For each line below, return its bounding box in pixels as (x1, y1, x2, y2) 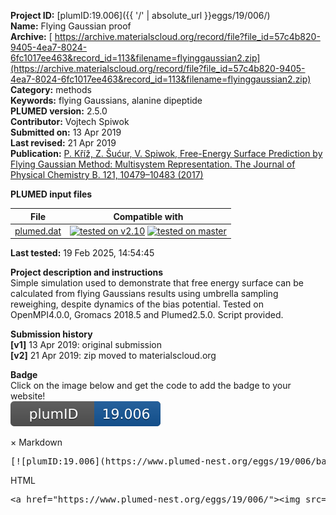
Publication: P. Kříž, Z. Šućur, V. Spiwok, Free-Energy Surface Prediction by (10, 148, 323, 159)
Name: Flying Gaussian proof (10, 20, 132, 32)
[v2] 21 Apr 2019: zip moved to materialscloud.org (10, 350, 217, 362)
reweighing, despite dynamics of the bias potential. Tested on (10, 298, 264, 310)
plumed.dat (14, 225, 62, 237)
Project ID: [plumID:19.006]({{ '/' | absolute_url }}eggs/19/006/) (10, 10, 271, 21)
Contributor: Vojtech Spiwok (10, 116, 130, 127)
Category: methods (10, 84, 92, 95)
